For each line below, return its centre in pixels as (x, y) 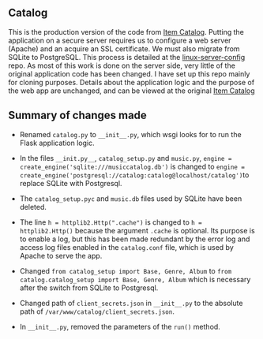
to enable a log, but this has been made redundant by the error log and (135, 239)
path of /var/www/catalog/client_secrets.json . (97, 311)
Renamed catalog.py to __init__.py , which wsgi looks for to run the (131, 134)
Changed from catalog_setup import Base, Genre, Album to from (126, 270)
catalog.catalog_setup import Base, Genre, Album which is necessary (135, 279)
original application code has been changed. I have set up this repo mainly (129, 73)
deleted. (33, 207)
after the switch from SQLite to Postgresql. (89, 288)
